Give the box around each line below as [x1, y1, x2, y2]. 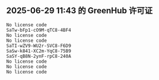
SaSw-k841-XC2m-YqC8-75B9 [6, 48, 71, 54]
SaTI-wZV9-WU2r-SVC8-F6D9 [6, 42, 71, 49]
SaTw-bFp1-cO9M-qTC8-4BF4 [6, 27, 71, 33]
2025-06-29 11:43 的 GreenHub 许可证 [6, 5, 153, 16]
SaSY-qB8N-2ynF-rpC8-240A [6, 53, 71, 59]
